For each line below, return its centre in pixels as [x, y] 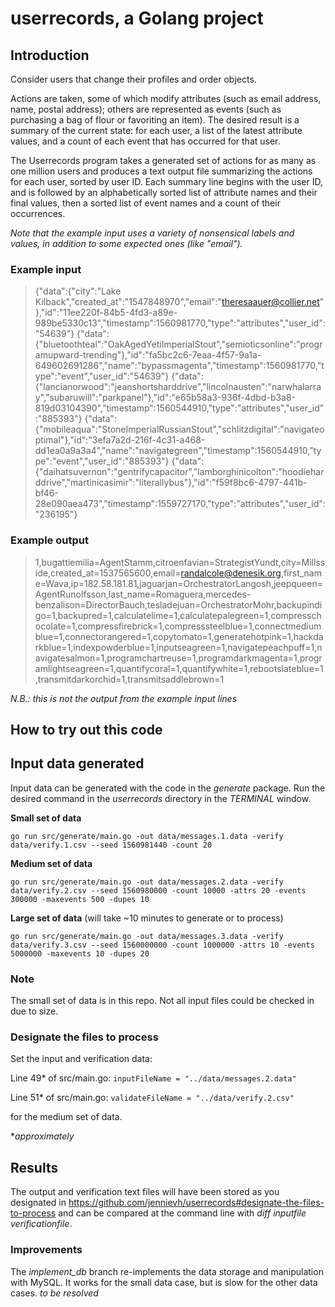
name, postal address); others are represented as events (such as [146, 109]
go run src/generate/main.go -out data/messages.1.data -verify [147, 836]
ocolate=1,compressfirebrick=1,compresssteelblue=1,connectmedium [178, 626]
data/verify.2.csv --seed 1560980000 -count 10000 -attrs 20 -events [158, 890]
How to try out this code [86, 729]
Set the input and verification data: [81, 1059]
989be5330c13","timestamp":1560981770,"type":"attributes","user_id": [180, 323]
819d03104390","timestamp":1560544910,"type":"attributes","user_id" [179, 408]
